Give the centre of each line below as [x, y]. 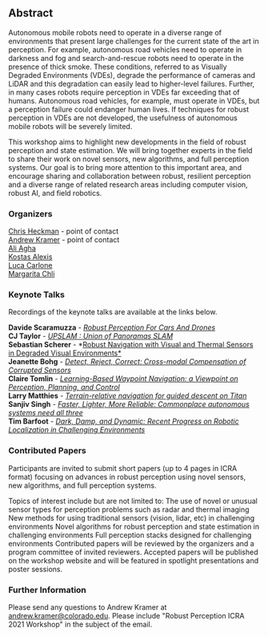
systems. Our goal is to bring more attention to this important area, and [125, 167]
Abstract [31, 13]
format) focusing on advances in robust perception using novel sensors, [127, 477]
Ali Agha [22, 249]
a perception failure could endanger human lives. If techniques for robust [129, 109]
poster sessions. [35, 569]
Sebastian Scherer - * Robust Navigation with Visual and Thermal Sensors [131, 345]
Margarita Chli [32, 274]
